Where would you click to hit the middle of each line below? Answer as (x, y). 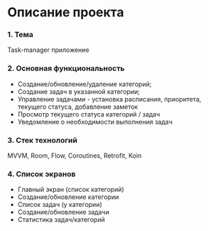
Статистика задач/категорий (61, 220)
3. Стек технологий (43, 140)
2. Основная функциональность (66, 68)
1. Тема (21, 35)
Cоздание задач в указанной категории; (79, 91)
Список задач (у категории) (60, 205)
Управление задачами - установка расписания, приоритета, (109, 99)
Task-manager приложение (49, 50)
